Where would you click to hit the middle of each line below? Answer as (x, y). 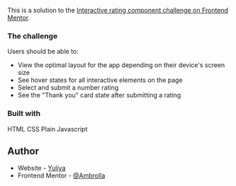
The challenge (33, 36)
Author (23, 151)
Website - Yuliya (41, 168)
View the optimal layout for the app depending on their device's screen (121, 65)
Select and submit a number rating (68, 88)
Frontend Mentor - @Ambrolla (61, 175)
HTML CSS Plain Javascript (47, 129)
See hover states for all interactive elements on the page (100, 80)
